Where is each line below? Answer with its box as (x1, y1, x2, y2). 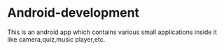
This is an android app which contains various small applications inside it (7, 28, 217, 36)
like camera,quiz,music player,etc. (7, 35, 106, 43)
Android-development (7, 5, 140, 21)
